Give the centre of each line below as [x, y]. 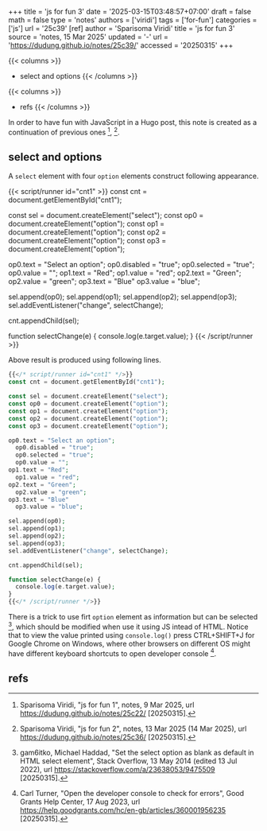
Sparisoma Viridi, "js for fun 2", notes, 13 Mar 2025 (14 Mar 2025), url [133, 729]
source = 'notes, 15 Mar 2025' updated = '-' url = [88, 37]
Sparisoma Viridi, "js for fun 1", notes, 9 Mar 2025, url [107, 705]
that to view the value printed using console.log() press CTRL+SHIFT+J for [132, 635]
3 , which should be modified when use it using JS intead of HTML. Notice [128, 626]
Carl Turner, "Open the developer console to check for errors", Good [132, 794]
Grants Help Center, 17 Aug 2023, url [80, 802]
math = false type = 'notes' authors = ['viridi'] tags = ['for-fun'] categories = [133, 20]
